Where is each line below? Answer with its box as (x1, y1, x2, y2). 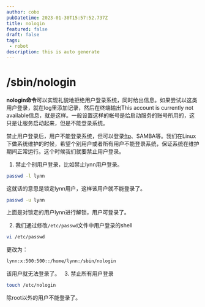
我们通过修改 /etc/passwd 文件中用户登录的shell (15, 222, 133, 229)
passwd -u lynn (6, 197, 45, 203)
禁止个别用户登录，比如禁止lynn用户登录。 (15, 161, 123, 168)
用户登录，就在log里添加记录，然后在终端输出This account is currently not (6, 104, 194, 111)
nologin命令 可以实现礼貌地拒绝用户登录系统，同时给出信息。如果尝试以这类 (6, 96, 198, 104)
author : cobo (6, 9, 40, 15)
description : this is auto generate (6, 49, 100, 55)
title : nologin (6, 20, 45, 26)
